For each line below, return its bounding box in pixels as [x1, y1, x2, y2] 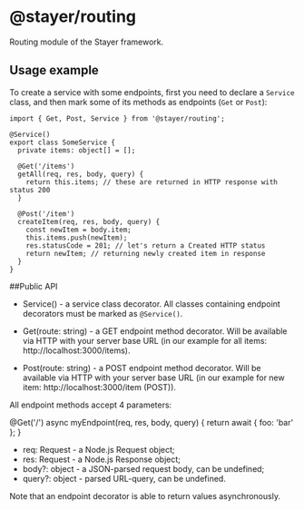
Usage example [9, 63, 100, 78]
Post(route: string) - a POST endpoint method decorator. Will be [22, 362, 261, 373]
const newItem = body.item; [25, 225, 132, 234]
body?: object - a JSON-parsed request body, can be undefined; [22, 463, 265, 474]
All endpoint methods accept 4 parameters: [9, 399, 172, 410]
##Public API [9, 280, 58, 291]
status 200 [9, 185, 51, 194]
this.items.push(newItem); [25, 233, 128, 242]
